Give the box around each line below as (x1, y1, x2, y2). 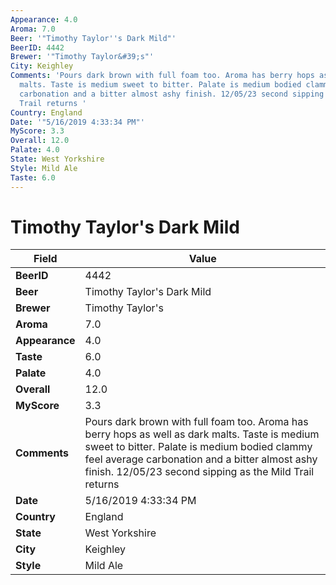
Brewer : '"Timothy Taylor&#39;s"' (10, 52, 155, 62)
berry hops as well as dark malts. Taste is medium (84, 427, 320, 441)
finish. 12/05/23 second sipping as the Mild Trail (84, 465, 315, 479)
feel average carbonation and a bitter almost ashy (84, 452, 318, 466)
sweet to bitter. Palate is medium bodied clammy (84, 440, 313, 454)
